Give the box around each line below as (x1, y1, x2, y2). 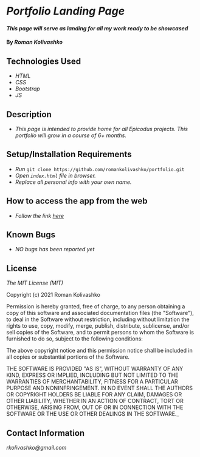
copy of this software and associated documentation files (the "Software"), (6, 310, 195, 317)
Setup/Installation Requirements (6, 149, 132, 160)
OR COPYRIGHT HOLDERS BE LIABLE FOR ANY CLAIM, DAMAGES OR (6, 391, 182, 398)
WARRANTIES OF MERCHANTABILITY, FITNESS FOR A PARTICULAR (6, 378, 178, 385)
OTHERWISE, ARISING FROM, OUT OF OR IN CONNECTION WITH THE (6, 404, 184, 411)
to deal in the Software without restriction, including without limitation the (6, 316, 190, 323)
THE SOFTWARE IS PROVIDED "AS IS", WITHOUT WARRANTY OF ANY (6, 365, 184, 373)
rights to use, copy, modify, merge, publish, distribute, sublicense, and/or (6, 322, 190, 330)
